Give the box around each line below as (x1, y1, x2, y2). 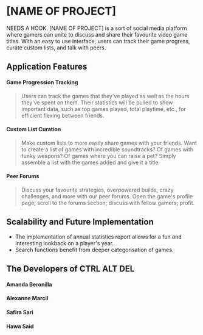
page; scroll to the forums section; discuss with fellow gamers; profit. (21, 199, 195, 206)
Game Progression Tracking (6, 78, 78, 86)
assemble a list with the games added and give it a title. (21, 159, 160, 166)
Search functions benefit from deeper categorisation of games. (15, 246, 174, 253)
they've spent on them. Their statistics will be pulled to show (21, 99, 173, 106)
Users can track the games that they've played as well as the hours (21, 92, 190, 99)
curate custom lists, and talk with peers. (6, 44, 106, 51)
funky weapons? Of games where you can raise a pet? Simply (21, 152, 176, 159)
